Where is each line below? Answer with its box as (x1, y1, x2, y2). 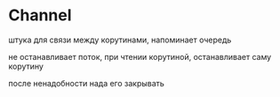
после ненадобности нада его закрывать (8, 78, 165, 88)
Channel (8, 5, 72, 26)
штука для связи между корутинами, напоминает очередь (8, 34, 232, 45)
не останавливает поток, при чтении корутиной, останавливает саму (8, 51, 272, 62)
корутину (8, 61, 44, 71)
